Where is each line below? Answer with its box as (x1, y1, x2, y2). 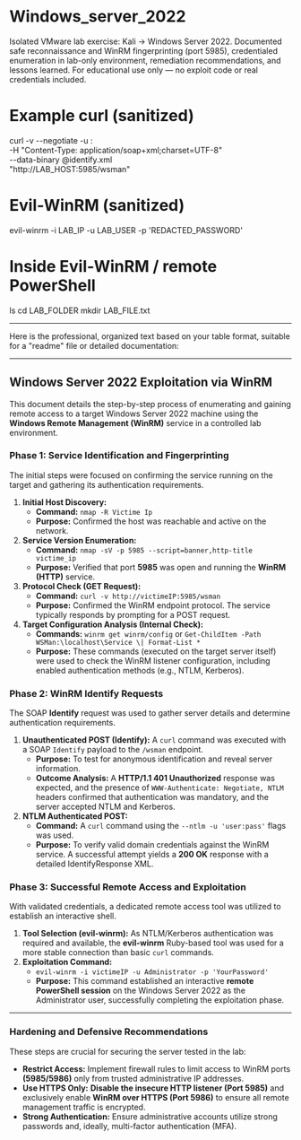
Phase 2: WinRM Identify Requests (9, 687, 164, 700)
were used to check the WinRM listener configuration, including (35, 655, 271, 666)
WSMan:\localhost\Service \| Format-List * (35, 638, 202, 647)
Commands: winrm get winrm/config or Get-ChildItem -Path (35, 628, 262, 639)
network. (35, 525, 69, 535)
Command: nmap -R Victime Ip (35, 506, 153, 517)
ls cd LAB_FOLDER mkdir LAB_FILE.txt (9, 305, 150, 316)
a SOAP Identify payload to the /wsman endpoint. (21, 744, 204, 755)
